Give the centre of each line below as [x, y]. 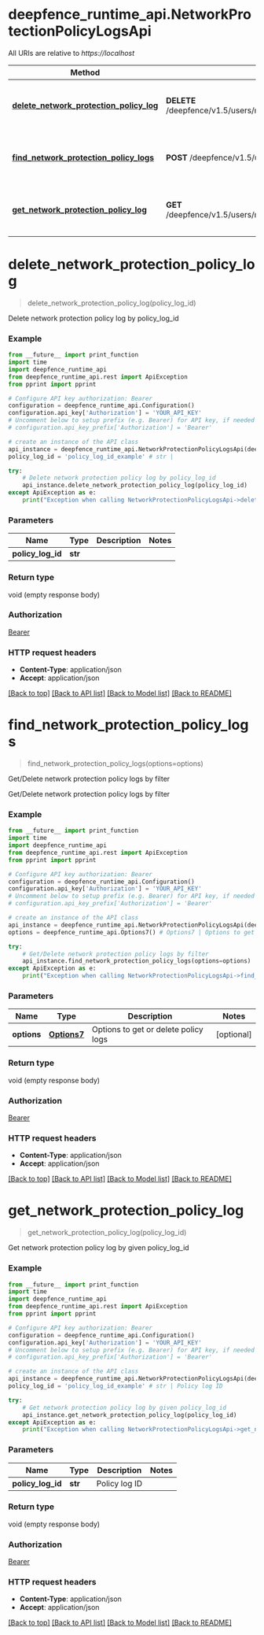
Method [85, 72]
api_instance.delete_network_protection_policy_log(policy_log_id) [135, 486]
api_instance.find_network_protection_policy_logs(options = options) [137, 961]
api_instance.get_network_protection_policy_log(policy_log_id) [130, 1415]
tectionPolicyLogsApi [80, 31]
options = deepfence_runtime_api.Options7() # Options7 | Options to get [132, 932]
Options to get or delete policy [147, 1030]
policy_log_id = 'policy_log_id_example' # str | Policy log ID [115, 1386]
